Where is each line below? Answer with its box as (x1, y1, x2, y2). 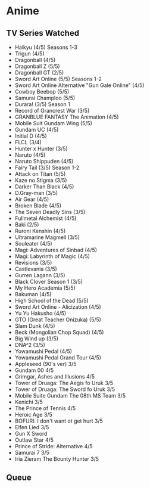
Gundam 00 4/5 (14, 367, 54, 374)
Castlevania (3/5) (14, 265, 58, 272)
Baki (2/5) (14, 221, 39, 228)
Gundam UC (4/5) (14, 126, 59, 133)
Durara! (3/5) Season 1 (14, 101, 70, 108)
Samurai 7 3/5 (14, 449, 49, 456)
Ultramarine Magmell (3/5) (14, 234, 80, 241)
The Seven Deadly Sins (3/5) (14, 209, 86, 215)
